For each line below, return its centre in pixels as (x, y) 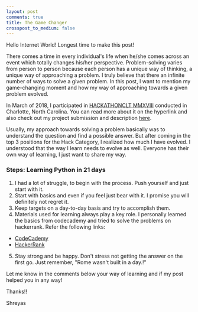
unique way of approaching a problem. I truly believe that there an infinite (95, 75)
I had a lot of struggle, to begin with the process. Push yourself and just (102, 183)
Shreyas (16, 303)
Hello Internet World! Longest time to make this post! (70, 45)
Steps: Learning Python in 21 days (56, 170)
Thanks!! (17, 291)
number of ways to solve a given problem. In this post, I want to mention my (98, 82)
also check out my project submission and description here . (79, 118)
